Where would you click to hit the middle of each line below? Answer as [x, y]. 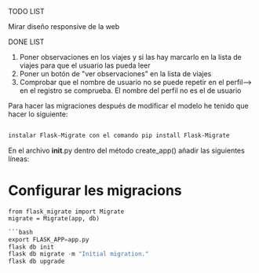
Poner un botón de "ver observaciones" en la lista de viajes [115, 74]
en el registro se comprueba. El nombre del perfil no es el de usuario [130, 90]
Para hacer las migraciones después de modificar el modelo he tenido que [128, 106]
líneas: [19, 159]
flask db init [31, 247]
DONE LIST [26, 42]
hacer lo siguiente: [38, 114]
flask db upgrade [36, 262]
